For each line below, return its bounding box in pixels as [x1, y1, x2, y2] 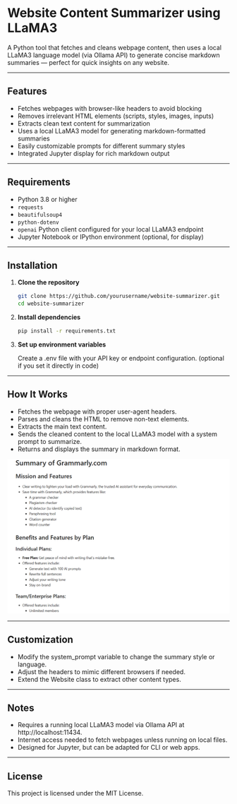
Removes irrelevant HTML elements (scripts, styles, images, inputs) [17, 112, 214, 120]
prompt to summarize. [17, 437, 83, 445]
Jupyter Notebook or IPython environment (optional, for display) [17, 232, 205, 241]
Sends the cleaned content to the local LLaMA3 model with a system [17, 429, 217, 438]
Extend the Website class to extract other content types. [17, 675, 181, 683]
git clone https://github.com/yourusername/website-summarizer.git [17, 293, 220, 300]
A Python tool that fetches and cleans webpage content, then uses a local [7, 43, 222, 52]
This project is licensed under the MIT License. [7, 789, 144, 798]
